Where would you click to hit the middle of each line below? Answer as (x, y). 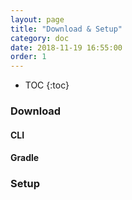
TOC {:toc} (47, 85)
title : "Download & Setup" (66, 29)
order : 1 (28, 57)
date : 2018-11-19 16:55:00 (66, 47)
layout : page (37, 19)
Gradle (25, 158)
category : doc (40, 38)
